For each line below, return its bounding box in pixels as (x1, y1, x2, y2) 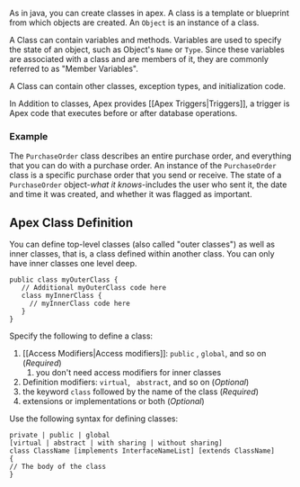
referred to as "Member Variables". (9, 63, 139, 74)
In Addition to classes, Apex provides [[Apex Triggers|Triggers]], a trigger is (9, 98, 290, 109)
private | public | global (9, 431, 110, 440)
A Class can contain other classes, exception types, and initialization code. (9, 81, 286, 91)
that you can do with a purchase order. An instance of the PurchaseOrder (9, 160, 277, 171)
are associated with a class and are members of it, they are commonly (9, 54, 269, 64)
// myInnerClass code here (29, 299, 130, 309)
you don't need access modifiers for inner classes (35, 367, 222, 378)
